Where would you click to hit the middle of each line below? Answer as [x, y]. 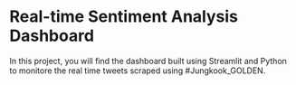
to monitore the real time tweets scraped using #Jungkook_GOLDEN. [138, 71]
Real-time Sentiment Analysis [124, 17]
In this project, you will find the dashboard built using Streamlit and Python [148, 61]
